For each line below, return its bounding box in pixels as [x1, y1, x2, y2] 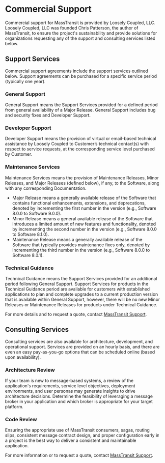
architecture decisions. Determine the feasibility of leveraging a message [5, 393, 153, 399]
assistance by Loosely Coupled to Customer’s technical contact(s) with [5, 141, 149, 147]
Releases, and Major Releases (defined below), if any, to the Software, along [5, 180, 160, 186]
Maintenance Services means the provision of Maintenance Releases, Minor [5, 174, 159, 180]
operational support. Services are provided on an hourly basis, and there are [5, 344, 160, 349]
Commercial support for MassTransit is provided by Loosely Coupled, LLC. [5, 20, 156, 26]
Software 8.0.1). [12, 252, 44, 258]
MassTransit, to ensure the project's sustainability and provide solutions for [5, 30, 157, 36]
